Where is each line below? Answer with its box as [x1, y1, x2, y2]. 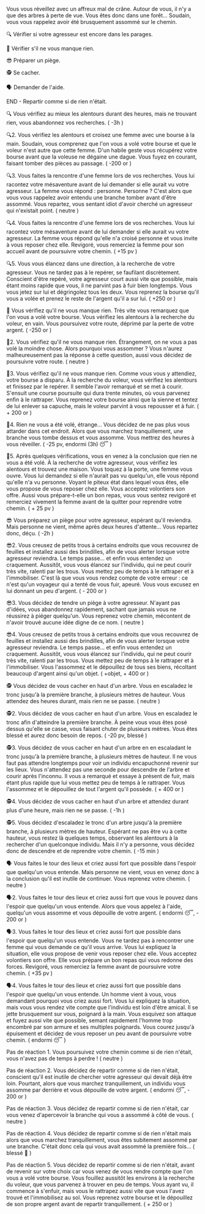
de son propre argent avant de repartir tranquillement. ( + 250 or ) [6, 1200, 173, 1207]
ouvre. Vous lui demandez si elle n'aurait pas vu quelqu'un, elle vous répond [6, 472, 199, 479]
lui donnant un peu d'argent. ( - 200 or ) [6, 587, 107, 594]
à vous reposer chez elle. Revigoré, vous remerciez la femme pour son [6, 241, 184, 248]
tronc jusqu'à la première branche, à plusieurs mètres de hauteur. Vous [6, 691, 185, 698]
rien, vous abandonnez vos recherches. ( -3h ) [6, 119, 124, 126]
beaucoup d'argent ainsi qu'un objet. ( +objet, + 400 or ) [6, 670, 149, 677]
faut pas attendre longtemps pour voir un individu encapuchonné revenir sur [6, 759, 199, 767]
